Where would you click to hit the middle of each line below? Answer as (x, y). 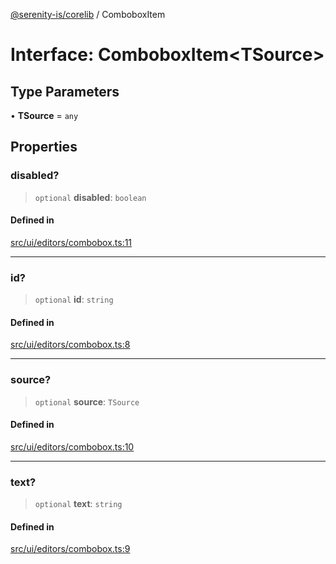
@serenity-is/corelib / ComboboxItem (88, 14)
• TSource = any (44, 115)
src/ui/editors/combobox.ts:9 (70, 549)
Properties (44, 147)
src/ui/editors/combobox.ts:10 (72, 446)
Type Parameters (65, 91)
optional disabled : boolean (90, 197)
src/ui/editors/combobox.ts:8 (70, 345)
